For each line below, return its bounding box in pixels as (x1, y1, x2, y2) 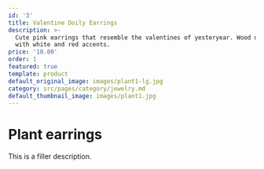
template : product (8, 70, 68, 78)
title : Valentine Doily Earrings (8, 19, 118, 27)
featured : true (8, 63, 58, 71)
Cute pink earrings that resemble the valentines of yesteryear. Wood (15, 33, 251, 42)
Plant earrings (8, 126, 103, 144)
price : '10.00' (8, 48, 58, 56)
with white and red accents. (15, 41, 111, 49)
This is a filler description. (8, 152, 92, 161)
